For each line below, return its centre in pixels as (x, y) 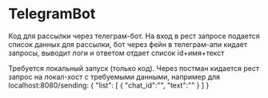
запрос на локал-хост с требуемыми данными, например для (114, 76)
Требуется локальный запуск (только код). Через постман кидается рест (134, 68)
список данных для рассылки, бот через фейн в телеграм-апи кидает (128, 44)
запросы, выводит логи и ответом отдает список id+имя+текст (116, 53)
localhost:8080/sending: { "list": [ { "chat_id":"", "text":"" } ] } (109, 85)
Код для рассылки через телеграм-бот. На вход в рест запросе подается (134, 36)
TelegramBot (52, 14)
